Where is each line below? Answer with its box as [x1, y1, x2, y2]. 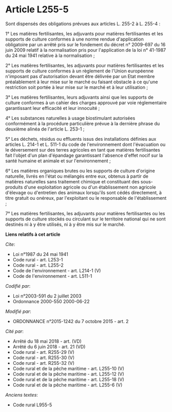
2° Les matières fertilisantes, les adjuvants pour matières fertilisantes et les [5, 62, 164, 68]
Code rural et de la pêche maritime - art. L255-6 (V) [12, 382, 123, 388]
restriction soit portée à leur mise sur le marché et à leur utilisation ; [5, 84, 148, 90]
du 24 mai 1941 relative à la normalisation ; [5, 52, 95, 59]
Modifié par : [5, 308, 32, 314]
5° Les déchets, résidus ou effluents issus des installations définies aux [5, 136, 157, 142]
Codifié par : [5, 283, 31, 289]
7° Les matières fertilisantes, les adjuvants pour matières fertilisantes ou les [5, 210, 165, 216]
